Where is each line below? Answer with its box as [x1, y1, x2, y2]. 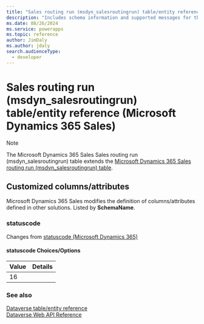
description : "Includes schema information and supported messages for [6, 15, 191, 21]
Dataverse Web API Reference [6, 311, 82, 319]
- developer [12, 54, 42, 60]
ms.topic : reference [6, 32, 59, 38]
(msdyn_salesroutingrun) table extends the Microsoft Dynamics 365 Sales [6, 157, 191, 165]
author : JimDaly [6, 37, 47, 43]
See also [6, 291, 32, 299]
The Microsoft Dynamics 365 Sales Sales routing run [6, 151, 138, 158]
